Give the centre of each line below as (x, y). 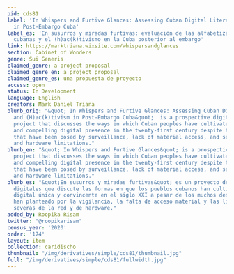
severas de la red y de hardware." (65, 208)
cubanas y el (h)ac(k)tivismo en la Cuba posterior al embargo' (109, 40)
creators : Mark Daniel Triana (51, 105)
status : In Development (42, 91)
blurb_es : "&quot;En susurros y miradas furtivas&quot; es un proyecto (113, 182)
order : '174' (26, 234)
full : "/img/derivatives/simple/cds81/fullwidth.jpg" (87, 260)
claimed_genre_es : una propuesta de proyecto (74, 78)
